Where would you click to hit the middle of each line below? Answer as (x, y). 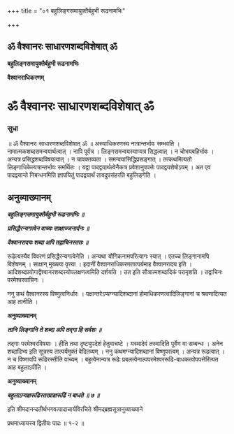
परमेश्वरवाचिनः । (26, 280)
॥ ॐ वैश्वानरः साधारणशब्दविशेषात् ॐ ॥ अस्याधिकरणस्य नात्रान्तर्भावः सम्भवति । (94, 144)
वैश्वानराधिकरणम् (25, 78)
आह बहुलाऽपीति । (27, 368)
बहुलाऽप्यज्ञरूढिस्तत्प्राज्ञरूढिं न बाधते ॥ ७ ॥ (53, 396)
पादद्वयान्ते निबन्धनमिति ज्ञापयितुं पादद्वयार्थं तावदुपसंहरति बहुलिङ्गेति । (82, 175)
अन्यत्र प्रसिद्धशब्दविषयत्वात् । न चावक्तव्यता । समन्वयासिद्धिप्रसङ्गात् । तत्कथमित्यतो (100, 159)
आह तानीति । (23, 302)
